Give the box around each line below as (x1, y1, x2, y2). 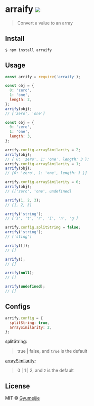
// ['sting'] (5, 234, 32, 239)
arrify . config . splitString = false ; (5, 225, 81, 230)
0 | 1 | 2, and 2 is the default (17, 367, 74, 374)
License (5, 382, 30, 390)
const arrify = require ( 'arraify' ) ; (5, 74, 81, 79)
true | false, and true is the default (17, 348, 88, 354)
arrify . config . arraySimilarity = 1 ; (5, 161, 81, 166)
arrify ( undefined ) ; (5, 284, 46, 289)
